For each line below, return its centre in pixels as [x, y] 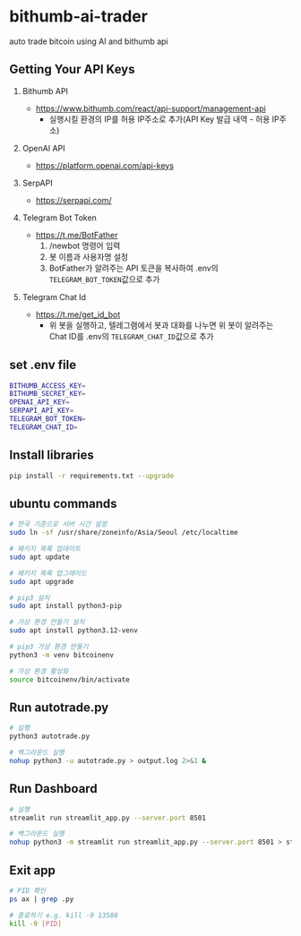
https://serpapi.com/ [73, 200]
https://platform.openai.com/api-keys [105, 165]
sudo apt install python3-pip [66, 606]
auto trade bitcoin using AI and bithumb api [89, 41]
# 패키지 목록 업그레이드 [48, 573]
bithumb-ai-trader [78, 17]
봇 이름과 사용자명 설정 [89, 256]
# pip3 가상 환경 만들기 [49, 647]
